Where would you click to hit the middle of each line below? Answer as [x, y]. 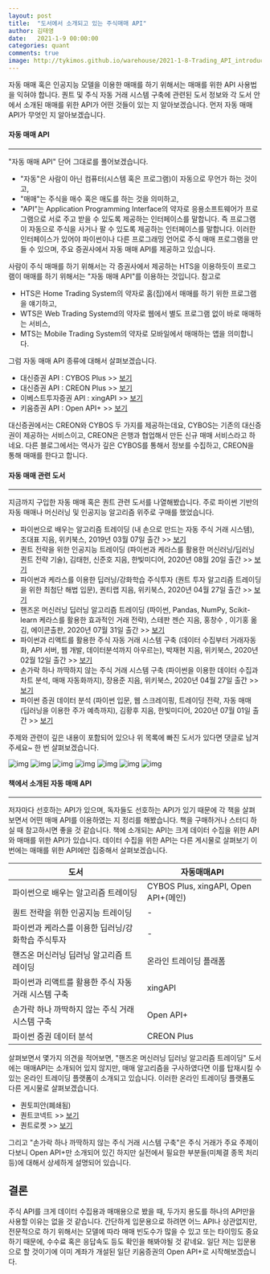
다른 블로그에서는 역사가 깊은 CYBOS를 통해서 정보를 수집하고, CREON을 [140, 445]
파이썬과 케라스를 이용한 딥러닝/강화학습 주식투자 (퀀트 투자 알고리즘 [127, 579]
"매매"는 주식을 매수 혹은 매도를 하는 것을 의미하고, [99, 199]
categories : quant [39, 46]
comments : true [34, 53]
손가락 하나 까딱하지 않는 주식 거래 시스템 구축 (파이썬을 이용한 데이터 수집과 [139, 670]
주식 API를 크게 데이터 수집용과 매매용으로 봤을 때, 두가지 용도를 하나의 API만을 [132, 1211]
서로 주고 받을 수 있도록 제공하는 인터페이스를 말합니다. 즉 [138, 219]
